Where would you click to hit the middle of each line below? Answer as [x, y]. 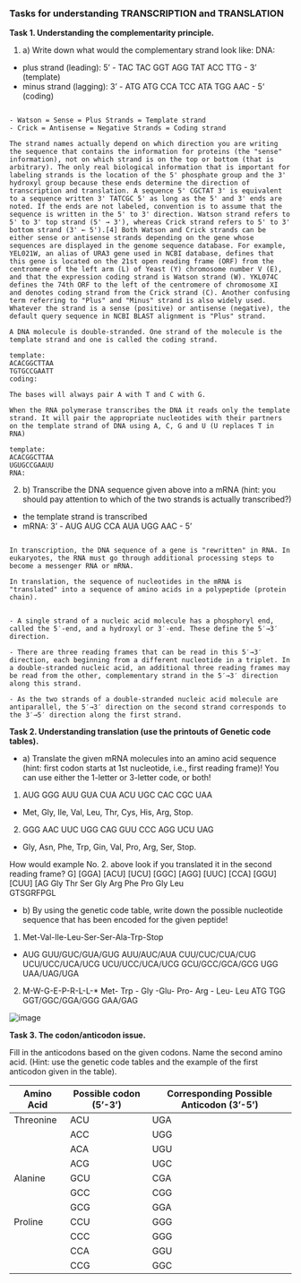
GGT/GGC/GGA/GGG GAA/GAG [80, 1001]
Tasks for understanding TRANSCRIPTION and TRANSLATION [146, 13]
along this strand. [46, 684]
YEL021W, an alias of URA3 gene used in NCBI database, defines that [142, 254]
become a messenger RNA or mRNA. [72, 566]
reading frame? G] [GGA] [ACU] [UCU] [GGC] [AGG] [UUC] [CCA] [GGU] [143, 874]
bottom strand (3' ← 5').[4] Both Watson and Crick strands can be [138, 230]
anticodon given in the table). [63, 1072]
